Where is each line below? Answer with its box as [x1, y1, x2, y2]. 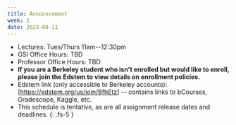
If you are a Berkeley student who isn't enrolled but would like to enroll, [17, 65, 230, 74]
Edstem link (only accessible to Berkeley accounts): [17, 81, 168, 89]
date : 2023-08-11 [7, 23, 58, 30]
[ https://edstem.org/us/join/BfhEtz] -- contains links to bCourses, [17, 88, 208, 96]
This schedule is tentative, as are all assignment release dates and [17, 103, 210, 112]
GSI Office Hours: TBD [17, 50, 83, 59]
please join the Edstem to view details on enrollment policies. [17, 73, 201, 81]
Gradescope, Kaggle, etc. [17, 95, 92, 104]
